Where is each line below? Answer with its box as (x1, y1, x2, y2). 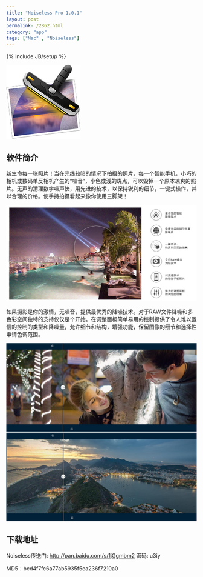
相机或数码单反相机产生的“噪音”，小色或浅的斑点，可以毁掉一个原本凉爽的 (6, 177, 192, 184)
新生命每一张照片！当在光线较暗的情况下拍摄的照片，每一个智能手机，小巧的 (6, 170, 197, 177)
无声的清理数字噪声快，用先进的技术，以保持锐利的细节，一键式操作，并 (16, 185, 197, 192)
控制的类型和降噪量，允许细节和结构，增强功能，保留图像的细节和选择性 (16, 323, 197, 330)
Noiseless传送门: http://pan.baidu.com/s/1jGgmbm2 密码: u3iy (6, 552, 161, 559)
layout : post (6, 16, 39, 22)
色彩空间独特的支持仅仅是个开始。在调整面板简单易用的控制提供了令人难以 (6, 316, 192, 323)
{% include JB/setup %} (6, 53, 66, 60)
